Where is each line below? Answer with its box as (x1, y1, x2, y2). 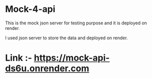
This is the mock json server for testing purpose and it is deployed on (5, 20, 148, 26)
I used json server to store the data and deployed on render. (5, 35, 128, 41)
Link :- (5, 52, 32, 64)
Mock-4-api (5, 3, 56, 15)
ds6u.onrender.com (5, 63, 89, 74)
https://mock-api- (34, 52, 110, 64)
